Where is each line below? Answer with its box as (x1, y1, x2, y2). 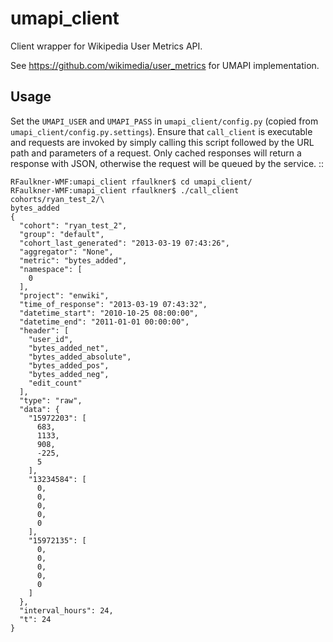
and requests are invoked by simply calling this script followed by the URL (10, 136, 315, 148)
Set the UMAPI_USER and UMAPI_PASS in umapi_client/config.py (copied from (10, 115, 319, 127)
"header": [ (19, 325, 70, 336)
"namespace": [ (19, 264, 83, 274)
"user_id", (28, 334, 74, 344)
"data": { (19, 404, 60, 414)
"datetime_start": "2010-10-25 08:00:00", (19, 308, 199, 318)
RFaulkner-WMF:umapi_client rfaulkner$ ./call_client (10, 185, 240, 196)
